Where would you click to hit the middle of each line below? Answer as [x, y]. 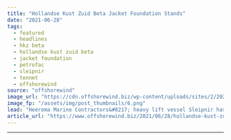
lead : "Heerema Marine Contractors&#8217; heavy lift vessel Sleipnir [110, 110]
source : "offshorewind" [41, 90]
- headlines [31, 39]
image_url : [23, 97]
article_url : [26, 116]
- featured [29, 33]
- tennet [26, 78]
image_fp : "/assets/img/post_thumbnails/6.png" [77, 103]
